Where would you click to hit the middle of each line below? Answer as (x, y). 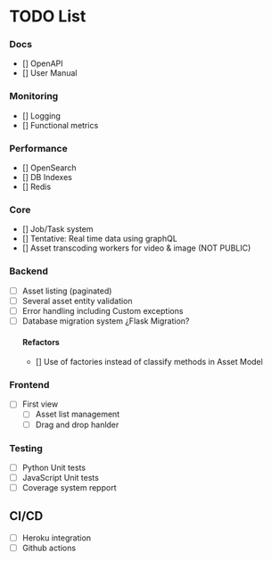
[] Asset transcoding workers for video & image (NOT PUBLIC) (136, 248)
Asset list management (78, 414)
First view (40, 404)
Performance (39, 148)
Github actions (49, 548)
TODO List (48, 16)
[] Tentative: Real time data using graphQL (100, 239)
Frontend (29, 385)
